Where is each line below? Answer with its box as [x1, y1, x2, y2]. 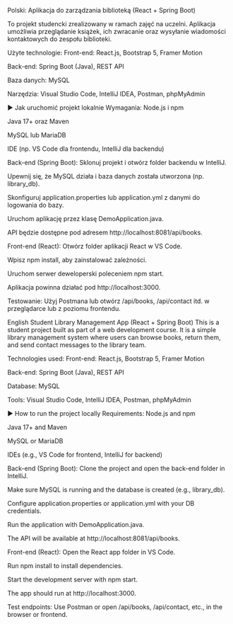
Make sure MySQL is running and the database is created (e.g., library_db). [7, 485, 225, 494]
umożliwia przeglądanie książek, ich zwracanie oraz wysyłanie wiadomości [7, 28, 226, 35]
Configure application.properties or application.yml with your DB [7, 499, 195, 507]
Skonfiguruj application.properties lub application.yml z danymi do [7, 193, 201, 201]
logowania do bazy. [7, 201, 64, 209]
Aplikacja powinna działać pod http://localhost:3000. [7, 283, 161, 291]
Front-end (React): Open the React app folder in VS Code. [7, 548, 176, 556]
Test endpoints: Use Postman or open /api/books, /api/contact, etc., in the [7, 603, 223, 611]
